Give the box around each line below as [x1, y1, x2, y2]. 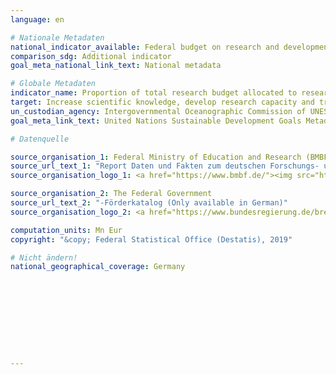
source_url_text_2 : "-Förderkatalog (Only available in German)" [10, 198, 288, 208]
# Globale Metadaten [10, 79, 97, 89]
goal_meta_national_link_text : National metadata [10, 61, 222, 71]
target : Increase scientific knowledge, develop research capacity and [10, 97, 315, 107]
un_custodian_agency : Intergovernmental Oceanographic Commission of [10, 106, 307, 116]
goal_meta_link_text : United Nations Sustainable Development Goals [10, 116, 302, 126]
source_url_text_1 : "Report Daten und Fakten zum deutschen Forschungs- [10, 161, 320, 171]
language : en [10, 14, 65, 25]
